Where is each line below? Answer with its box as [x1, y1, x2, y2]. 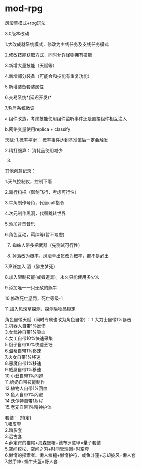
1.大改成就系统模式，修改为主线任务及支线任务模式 [5, 41, 109, 47]
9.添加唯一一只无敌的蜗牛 [5, 284, 57, 290]
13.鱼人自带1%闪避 [5, 391, 43, 397]
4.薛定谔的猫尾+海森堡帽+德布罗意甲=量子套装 [5, 439, 101, 445]
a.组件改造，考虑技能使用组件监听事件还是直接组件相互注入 [5, 115, 127, 121]
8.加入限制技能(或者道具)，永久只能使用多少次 [5, 274, 100, 280]
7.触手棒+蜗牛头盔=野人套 [5, 458, 58, 464]
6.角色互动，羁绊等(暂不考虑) [5, 231, 65, 237]
